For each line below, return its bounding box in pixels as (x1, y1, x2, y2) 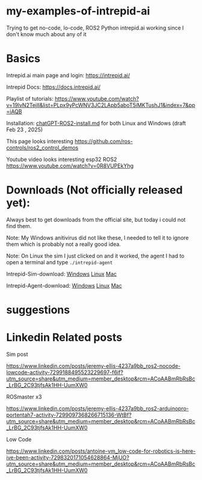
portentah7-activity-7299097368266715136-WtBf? (6, 411, 132, 418)
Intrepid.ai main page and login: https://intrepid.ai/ (6, 71, 130, 79)
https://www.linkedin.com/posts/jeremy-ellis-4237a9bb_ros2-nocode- (6, 362, 181, 369)
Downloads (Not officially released (6, 183, 183, 197)
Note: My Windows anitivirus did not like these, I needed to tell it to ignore (6, 234, 189, 241)
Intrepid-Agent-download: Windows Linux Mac (6, 282, 122, 289)
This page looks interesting (6, 137, 74, 145)
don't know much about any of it (6, 30, 87, 37)
